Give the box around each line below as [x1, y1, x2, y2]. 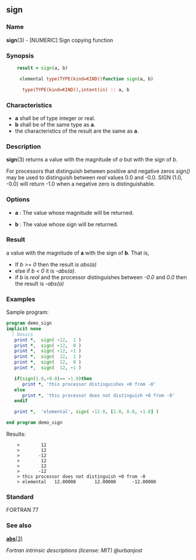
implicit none [6, 325, 42, 332]
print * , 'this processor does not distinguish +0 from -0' [22, 393, 175, 399]
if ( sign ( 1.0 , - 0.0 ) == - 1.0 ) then [14, 375, 93, 382]
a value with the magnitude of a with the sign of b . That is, [6, 249, 149, 256]
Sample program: [6, 309, 49, 316]
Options [6, 195, 30, 203]
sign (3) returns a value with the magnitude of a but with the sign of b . [6, 156, 178, 163]
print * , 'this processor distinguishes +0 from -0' [22, 381, 157, 387]
